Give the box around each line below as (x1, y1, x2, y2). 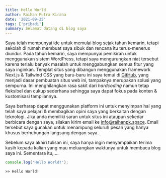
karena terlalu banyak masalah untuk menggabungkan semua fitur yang (5, 61, 154, 67)
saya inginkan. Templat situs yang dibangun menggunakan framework (5, 66, 151, 73)
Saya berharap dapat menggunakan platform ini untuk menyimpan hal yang (5, 103, 161, 109)
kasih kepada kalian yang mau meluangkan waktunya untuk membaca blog (5, 145, 161, 151)
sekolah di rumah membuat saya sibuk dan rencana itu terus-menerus (5, 45, 150, 51)
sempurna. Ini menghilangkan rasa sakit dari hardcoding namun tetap (5, 82, 149, 88)
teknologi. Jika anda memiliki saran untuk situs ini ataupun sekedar (5, 114, 144, 120)
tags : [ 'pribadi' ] (5, 21, 44, 27)
